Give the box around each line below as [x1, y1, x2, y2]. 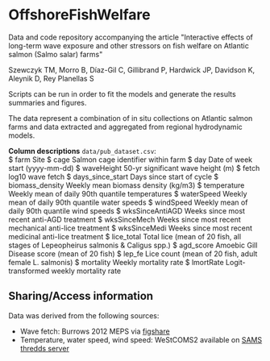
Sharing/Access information [8, 289, 154, 303]
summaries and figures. [8, 98, 87, 107]
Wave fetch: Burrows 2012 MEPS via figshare [19, 326, 171, 336]
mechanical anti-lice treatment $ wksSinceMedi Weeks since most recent [8, 223, 252, 233]
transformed [8, 266, 50, 276]
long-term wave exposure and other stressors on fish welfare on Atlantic [8, 40, 250, 50]
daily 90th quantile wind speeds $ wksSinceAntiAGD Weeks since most [8, 205, 246, 215]
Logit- [225, 257, 246, 267]
